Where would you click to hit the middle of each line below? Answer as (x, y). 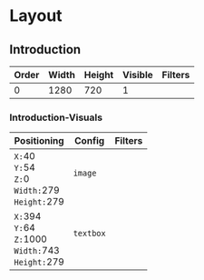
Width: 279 (37, 190)
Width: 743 (37, 251)
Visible (137, 75)
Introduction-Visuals (56, 117)
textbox (89, 234)
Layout (36, 16)
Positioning (39, 141)
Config (89, 141)
